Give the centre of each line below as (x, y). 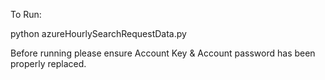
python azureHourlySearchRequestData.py (98, 33)
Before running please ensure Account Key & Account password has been (163, 53)
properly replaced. (48, 63)
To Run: (26, 14)
